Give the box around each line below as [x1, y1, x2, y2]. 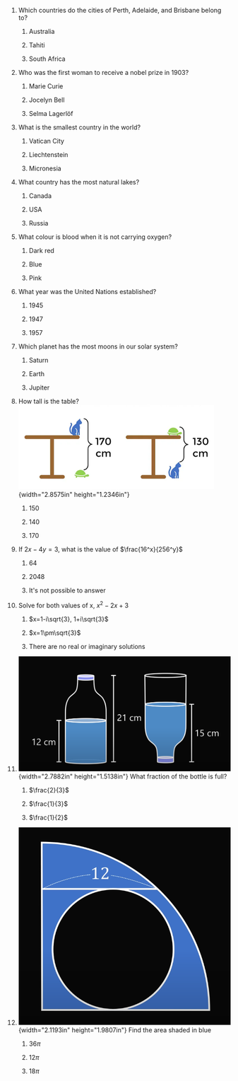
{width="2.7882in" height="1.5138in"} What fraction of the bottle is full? [18, 772, 227, 781]
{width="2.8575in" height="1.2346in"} [18, 491, 130, 498]
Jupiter [28, 383, 50, 392]
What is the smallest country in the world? [18, 123, 141, 132]
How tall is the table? [18, 397, 80, 405]
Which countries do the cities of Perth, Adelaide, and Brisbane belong [18, 6, 222, 14]
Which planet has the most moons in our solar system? [18, 342, 179, 351]
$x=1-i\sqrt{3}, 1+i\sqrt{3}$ [28, 614, 109, 623]
